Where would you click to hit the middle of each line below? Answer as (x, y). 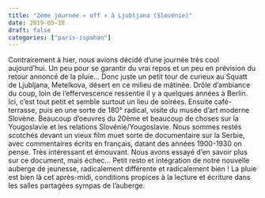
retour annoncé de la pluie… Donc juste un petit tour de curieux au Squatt (128, 77)
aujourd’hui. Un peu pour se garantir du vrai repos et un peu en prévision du (132, 69)
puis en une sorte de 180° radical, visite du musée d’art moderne (144, 110)
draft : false (30, 30)
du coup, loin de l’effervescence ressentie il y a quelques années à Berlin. (128, 93)
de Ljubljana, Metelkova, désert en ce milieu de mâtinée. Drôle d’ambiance (129, 85)
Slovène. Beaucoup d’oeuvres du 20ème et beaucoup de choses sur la (123, 118)
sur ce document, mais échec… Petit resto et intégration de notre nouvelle (129, 161)
